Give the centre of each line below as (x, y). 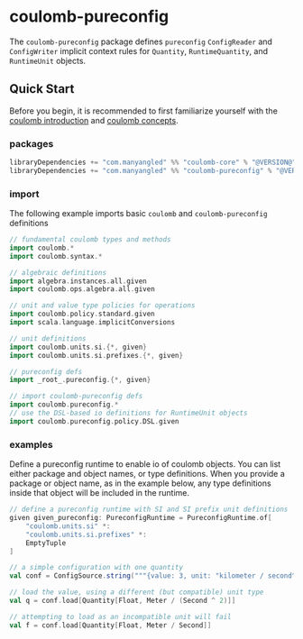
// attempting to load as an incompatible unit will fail (120, 616)
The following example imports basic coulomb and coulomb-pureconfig (138, 214)
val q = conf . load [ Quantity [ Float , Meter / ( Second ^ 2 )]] (123, 601)
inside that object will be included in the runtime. (100, 493)
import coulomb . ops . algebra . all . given (82, 289)
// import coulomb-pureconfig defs (76, 397)
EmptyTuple (46, 543)
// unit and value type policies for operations (102, 306)
